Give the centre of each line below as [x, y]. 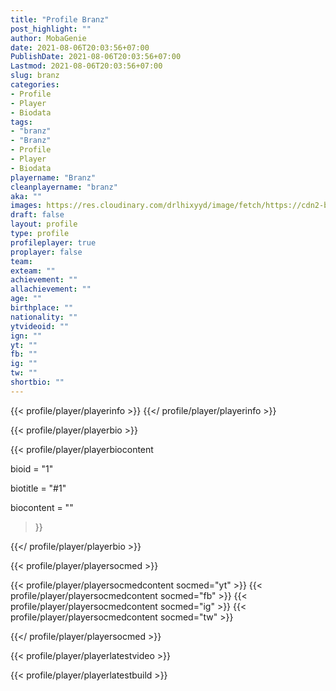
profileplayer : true [53, 242]
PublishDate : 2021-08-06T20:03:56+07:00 [96, 57]
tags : [21, 122]
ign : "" [26, 336]
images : [26, 206]
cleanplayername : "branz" [64, 187]
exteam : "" [33, 271]
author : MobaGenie [48, 38]
